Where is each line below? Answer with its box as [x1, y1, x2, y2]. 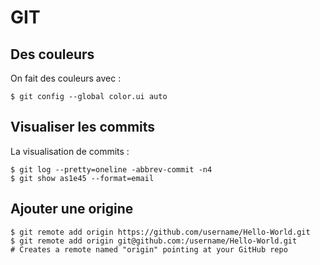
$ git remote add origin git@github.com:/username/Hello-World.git [10, 236, 298, 246]
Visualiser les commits [10, 119, 156, 136]
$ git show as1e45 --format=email [10, 173, 155, 183]
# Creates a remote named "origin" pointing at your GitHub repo [10, 244, 288, 255]
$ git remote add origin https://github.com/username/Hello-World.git [10, 227, 311, 237]
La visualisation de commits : [10, 145, 130, 157]
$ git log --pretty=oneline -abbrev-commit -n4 [10, 164, 213, 175]
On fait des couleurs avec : [10, 72, 122, 84]
